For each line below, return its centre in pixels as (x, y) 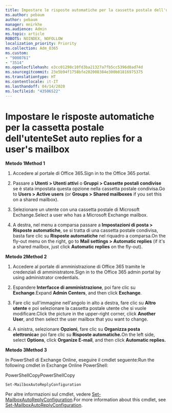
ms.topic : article (25, 34)
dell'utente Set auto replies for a (74, 138)
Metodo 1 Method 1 (25, 163)
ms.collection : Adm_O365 (32, 48)
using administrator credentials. (46, 278)
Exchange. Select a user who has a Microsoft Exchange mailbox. (80, 215)
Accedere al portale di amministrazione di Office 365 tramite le (79, 267)
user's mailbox (38, 149)
